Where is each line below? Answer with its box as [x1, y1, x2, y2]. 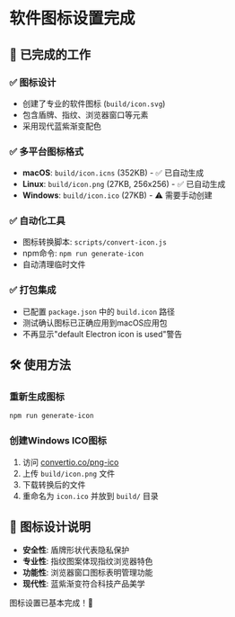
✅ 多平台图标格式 [9, 145, 84, 157]
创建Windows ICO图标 [9, 434, 108, 447]
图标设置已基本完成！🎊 [9, 597, 94, 608]
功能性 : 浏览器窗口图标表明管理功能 [22, 568, 153, 578]
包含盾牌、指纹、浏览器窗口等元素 [22, 109, 149, 120]
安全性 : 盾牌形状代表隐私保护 [22, 545, 130, 556]
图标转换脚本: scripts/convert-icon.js [22, 237, 168, 247]
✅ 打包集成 [9, 284, 57, 297]
